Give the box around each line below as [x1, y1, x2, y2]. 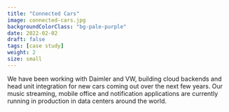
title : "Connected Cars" [7, 10, 80, 17]
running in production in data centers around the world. [7, 97, 167, 105]
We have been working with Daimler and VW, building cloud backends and [7, 74, 222, 83]
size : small [7, 56, 42, 63]
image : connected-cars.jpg [7, 17, 86, 24]
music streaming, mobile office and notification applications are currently [7, 89, 218, 97]
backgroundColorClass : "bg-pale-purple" [7, 23, 127, 30]
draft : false [7, 36, 46, 43]
